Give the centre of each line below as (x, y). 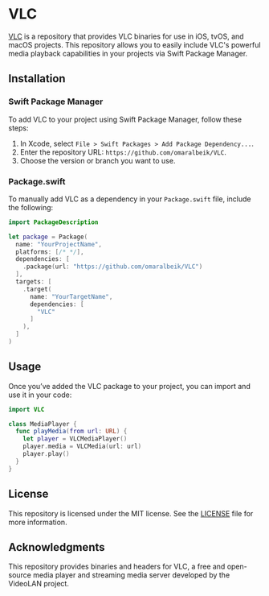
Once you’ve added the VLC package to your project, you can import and (129, 386)
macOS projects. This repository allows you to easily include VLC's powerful (134, 44)
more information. (38, 522)
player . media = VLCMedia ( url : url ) (82, 447)
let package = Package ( (48, 237)
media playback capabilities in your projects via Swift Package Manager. (128, 53)
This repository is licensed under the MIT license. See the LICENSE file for (131, 513)
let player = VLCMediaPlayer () (75, 439)
